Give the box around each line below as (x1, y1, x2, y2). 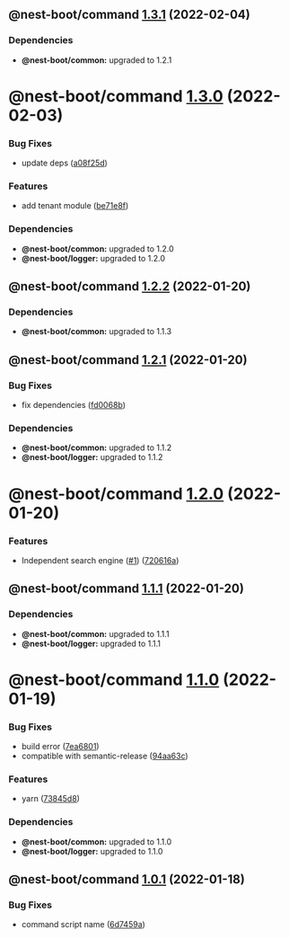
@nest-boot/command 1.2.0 (8, 483, 224, 504)
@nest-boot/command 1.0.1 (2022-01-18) (8, 872, 246, 888)
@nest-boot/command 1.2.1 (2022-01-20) (8, 352, 248, 367)
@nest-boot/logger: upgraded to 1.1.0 (21, 845, 163, 856)
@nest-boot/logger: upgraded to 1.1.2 (21, 452, 163, 463)
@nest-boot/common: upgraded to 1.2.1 (21, 54, 172, 66)
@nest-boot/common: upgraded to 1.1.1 (21, 628, 170, 639)
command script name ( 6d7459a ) (21, 919, 145, 930)
